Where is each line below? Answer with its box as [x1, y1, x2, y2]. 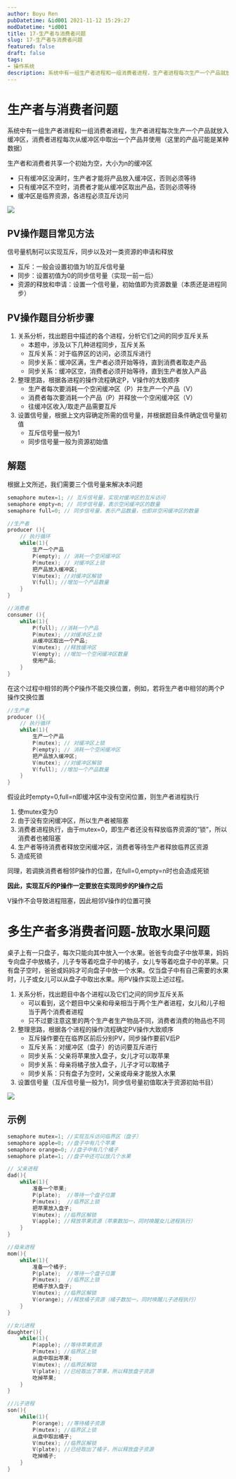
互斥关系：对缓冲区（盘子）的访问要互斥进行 [27, 1043, 158, 1051]
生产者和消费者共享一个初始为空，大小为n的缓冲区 [7, 159, 153, 168]
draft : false [7, 50, 46, 57]
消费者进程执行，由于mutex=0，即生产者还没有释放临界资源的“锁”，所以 [17, 826, 228, 834]
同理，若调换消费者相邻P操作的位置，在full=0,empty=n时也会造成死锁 [7, 866, 209, 875]
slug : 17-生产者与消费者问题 [7, 37, 83, 44]
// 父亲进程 [7, 1165, 39, 1172]
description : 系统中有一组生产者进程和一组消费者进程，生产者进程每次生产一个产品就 [7, 69, 226, 76]
